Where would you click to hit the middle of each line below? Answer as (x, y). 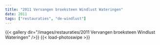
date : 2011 (16, 14)
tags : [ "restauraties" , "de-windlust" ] (46, 18)
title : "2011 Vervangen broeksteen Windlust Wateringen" (64, 9)
